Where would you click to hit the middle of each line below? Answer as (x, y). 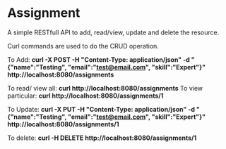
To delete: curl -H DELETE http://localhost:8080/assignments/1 (102, 138)
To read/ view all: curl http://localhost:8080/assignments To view (105, 88)
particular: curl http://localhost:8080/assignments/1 (85, 96)
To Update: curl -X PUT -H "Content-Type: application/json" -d (101, 109)
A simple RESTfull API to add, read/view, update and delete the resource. (113, 32)
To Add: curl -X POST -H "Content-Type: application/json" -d (99, 59)
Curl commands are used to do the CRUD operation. (83, 46)
